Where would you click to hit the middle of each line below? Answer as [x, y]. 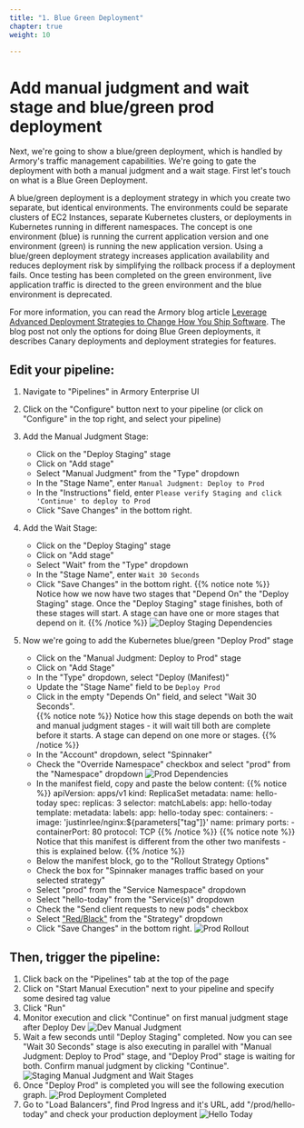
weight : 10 [30, 35]
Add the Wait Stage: [60, 528]
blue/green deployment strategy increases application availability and [139, 256]
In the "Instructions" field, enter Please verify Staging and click [159, 493]
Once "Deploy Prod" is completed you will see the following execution [153, 1085]
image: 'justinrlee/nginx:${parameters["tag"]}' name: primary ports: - [165, 823]
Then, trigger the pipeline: [85, 957]
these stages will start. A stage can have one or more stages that [157, 614]
